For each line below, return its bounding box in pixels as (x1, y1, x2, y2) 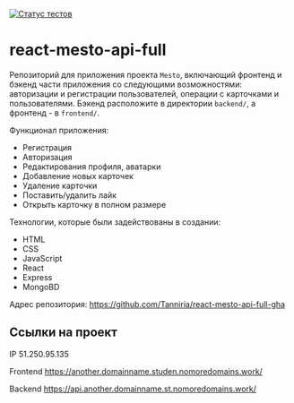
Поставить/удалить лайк (22, 189, 117, 201)
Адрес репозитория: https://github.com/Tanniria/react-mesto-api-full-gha (9, 298, 285, 309)
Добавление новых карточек (22, 170, 134, 181)
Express (22, 271, 53, 282)
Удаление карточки (22, 180, 98, 191)
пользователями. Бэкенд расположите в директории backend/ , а (9, 98, 256, 108)
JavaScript (22, 253, 63, 263)
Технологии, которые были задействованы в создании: (9, 216, 221, 227)
